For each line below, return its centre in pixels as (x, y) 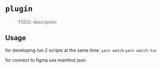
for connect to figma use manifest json (46, 60)
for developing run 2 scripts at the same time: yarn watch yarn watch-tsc (81, 50)
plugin (19, 9)
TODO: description (37, 22)
